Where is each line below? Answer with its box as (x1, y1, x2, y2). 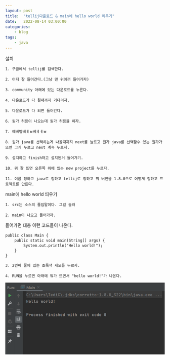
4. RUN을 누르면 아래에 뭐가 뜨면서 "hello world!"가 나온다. (5, 273, 122, 278)
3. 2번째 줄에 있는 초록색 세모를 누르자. (5, 263, 80, 268)
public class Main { (5, 233, 49, 238)
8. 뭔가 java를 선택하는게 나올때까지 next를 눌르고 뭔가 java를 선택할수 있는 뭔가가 (5, 139, 163, 144)
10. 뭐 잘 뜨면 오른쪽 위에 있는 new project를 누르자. (5, 166, 110, 171)
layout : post (5, 8, 33, 13)
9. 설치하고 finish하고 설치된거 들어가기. (5, 155, 83, 161)
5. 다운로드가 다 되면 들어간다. (5, 108, 63, 113)
